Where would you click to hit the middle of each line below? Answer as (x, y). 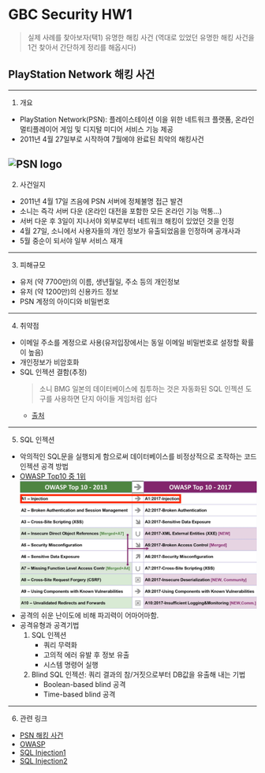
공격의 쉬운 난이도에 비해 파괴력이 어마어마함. (89, 615)
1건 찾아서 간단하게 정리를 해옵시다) (82, 47)
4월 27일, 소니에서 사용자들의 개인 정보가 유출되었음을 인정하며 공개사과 (130, 231)
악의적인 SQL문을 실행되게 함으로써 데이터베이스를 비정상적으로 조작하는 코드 (138, 456)
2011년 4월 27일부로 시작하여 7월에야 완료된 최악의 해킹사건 (112, 139)
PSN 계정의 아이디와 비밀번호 (65, 301)
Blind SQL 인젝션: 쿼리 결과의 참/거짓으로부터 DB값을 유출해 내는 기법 (138, 674)
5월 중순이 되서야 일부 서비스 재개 (71, 240)
